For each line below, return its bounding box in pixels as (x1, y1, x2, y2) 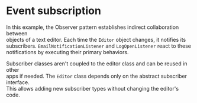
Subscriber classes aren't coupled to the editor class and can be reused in (6, 60, 188, 67)
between (6, 29, 28, 36)
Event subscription (6, 4, 102, 18)
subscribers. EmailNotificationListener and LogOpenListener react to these (6, 42, 191, 49)
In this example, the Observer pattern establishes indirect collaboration (6, 24, 179, 31)
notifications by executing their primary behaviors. (6, 48, 129, 55)
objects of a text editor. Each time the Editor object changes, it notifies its (6, 36, 186, 43)
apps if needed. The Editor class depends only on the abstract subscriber (6, 72, 188, 79)
